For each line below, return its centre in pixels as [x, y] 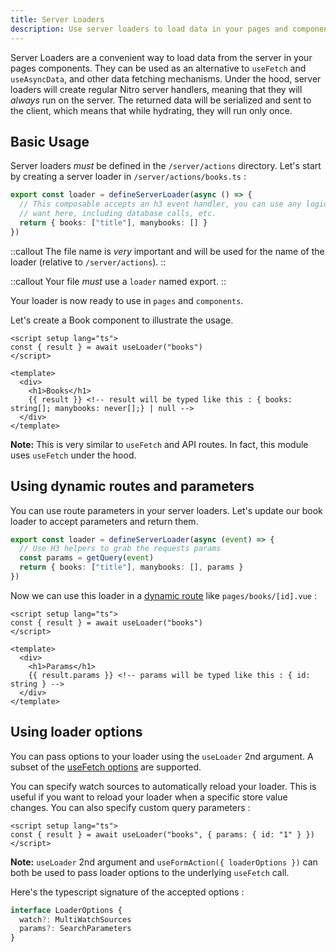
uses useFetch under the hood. [73, 455]
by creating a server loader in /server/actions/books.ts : [128, 177]
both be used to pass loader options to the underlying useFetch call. [150, 872]
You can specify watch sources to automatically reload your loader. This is [163, 786]
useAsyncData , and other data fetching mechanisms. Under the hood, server [166, 78]
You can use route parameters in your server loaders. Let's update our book [166, 510]
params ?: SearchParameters [75, 929]
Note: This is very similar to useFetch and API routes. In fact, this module [159, 444]
